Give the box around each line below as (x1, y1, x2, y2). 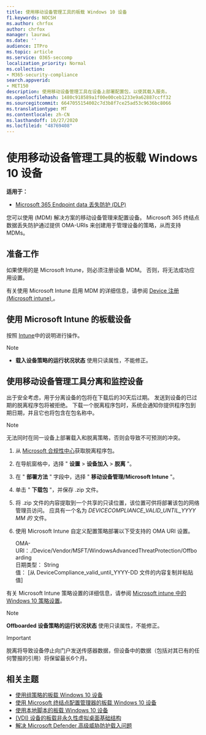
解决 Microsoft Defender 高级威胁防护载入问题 (15, 722, 132, 729)
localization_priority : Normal (6, 60, 86, 66)
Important (6, 634, 31, 641)
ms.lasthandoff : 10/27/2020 (6, 117, 78, 123)
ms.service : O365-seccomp (6, 55, 72, 61)
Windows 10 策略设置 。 (6, 597, 66, 604)
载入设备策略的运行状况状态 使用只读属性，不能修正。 (15, 356, 151, 364)
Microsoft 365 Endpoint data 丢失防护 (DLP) (15, 201, 127, 208)
